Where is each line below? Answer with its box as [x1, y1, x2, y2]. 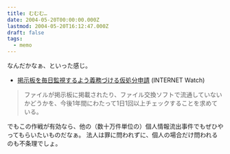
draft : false [7, 29, 45, 36]
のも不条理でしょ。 [7, 140, 62, 147]
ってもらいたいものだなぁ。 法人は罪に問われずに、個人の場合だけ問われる [7, 131, 218, 139]
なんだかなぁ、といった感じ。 [7, 62, 91, 69]
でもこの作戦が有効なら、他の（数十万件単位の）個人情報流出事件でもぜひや [7, 123, 224, 130]
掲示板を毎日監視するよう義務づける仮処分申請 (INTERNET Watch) [16, 76, 205, 84]
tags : [7, 36, 23, 42]
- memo [13, 42, 32, 49]
